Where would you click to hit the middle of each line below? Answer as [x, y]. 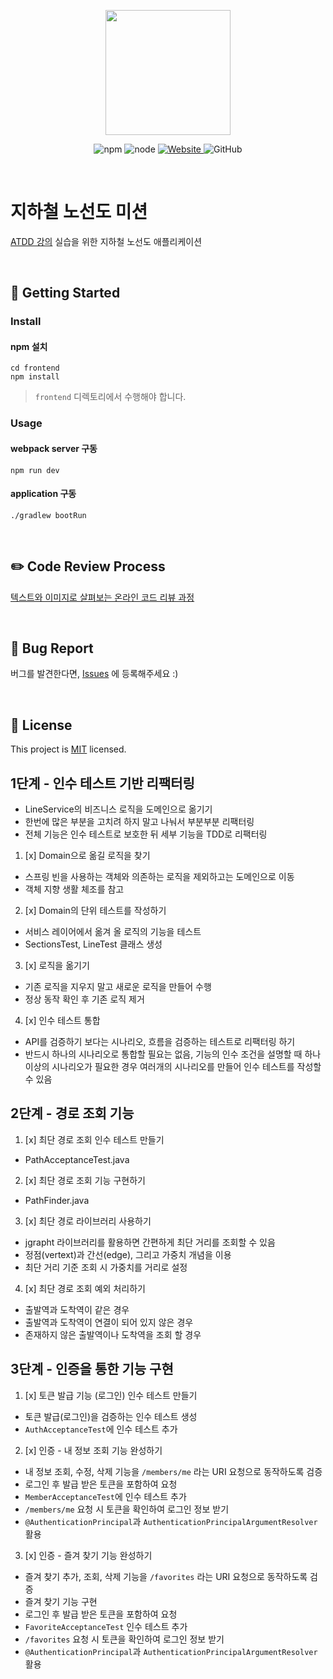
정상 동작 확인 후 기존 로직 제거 [84, 999]
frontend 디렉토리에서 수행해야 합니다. [110, 397]
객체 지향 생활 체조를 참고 [74, 889]
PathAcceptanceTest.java [77, 1159]
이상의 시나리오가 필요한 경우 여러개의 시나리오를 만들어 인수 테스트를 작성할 [173, 1067]
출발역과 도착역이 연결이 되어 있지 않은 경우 [109, 1322]
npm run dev [35, 470]
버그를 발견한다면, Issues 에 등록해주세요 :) [94, 674]
